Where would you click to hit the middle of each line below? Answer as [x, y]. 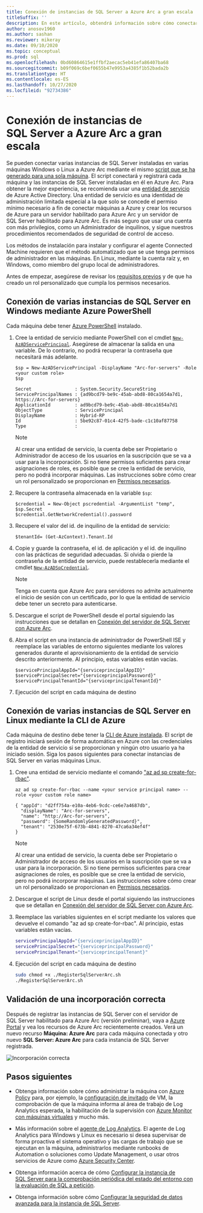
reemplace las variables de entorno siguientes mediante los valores [99, 646]
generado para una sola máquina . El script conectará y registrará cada [94, 175]
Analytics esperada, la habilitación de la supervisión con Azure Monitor [103, 1111]
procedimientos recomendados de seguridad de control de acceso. [90, 233]
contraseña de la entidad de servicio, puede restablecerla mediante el [102, 561]
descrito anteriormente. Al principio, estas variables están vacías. [96, 659]
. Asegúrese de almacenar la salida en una [122, 344]
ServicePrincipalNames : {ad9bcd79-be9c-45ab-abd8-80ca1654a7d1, [99, 394]
